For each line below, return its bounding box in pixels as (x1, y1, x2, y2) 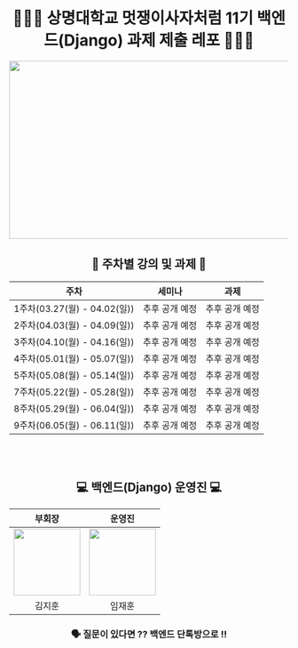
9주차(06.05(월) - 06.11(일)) (13, 419, 135, 431)
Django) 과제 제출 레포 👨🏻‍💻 (63, 30, 255, 51)
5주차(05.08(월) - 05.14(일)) (13, 369, 135, 381)
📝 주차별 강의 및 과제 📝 (91, 257, 207, 272)
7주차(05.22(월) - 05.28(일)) (13, 386, 135, 398)
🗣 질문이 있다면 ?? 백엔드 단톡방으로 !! (70, 628, 228, 641)
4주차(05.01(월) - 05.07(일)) (13, 352, 135, 364)
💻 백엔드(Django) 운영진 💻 (75, 480, 223, 495)
